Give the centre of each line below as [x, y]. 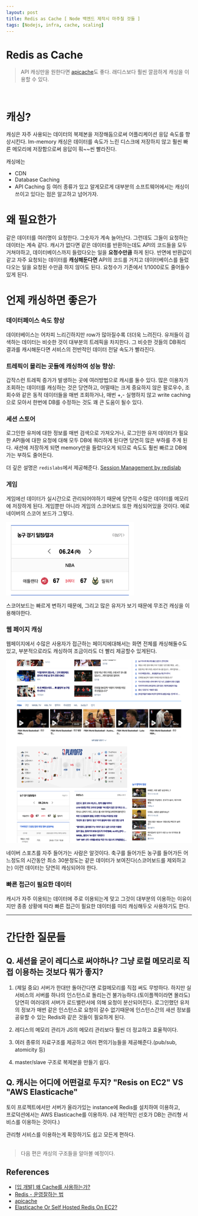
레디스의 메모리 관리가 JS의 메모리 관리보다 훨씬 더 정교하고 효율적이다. [96, 1029]
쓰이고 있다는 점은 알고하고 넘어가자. [56, 194]
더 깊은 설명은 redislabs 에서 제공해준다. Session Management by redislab [94, 468]
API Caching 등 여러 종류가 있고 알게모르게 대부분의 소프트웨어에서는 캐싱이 [102, 187]
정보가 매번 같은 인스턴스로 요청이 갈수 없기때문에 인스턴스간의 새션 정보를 [106, 1009]
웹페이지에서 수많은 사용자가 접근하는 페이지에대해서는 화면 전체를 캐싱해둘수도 [97, 643]
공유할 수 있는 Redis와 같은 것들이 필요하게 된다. [70, 1017]
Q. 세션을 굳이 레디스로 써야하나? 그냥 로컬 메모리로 [94, 961]
